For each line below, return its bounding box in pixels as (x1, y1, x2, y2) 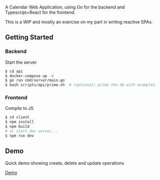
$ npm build (5, 124, 30, 129)
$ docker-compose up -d (5, 73, 54, 78)
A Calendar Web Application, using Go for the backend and (5, 4, 125, 10)
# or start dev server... (5, 129, 58, 134)
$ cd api (5, 69, 23, 73)
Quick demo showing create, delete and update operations (5, 160, 125, 166)
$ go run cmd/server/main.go (5, 78, 65, 83)
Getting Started (5, 33, 54, 41)
